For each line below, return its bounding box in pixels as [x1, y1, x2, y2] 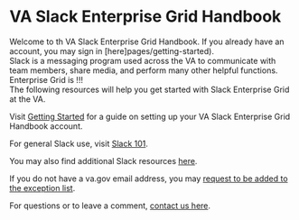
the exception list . [9, 182, 76, 193]
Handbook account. [9, 120, 83, 132]
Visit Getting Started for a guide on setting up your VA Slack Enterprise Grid [9, 111, 291, 122]
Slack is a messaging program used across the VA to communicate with [9, 55, 276, 66]
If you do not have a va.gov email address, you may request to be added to [9, 173, 288, 184]
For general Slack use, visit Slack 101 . [9, 138, 149, 149]
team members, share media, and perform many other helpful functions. [9, 65, 278, 76]
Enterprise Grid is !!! [9, 74, 84, 85]
